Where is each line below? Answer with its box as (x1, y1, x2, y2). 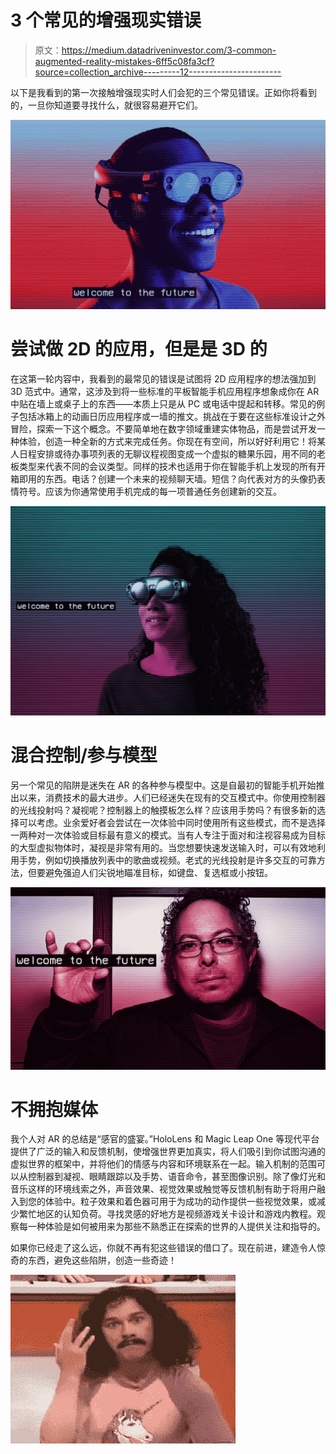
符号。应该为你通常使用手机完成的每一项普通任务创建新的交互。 (18, 485, 282, 497)
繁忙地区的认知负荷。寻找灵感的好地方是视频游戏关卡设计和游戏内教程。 (18, 1208, 317, 1220)
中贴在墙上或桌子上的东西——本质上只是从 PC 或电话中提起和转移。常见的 (10, 397, 317, 410)
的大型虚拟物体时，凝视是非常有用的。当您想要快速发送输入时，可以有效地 (10, 842, 317, 854)
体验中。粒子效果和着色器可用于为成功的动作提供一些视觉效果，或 (44, 1196, 317, 1208)
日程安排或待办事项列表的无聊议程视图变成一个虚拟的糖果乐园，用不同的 (18, 447, 317, 460)
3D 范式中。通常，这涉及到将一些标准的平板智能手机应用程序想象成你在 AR (10, 385, 320, 397)
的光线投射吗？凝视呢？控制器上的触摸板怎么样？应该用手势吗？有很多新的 (10, 804, 317, 816)
